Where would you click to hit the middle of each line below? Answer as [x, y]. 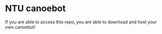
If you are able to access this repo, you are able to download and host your [81, 22]
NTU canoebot [35, 8]
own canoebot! [20, 27]
